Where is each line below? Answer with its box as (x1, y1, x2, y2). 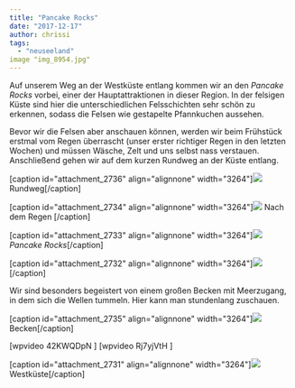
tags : (9, 38, 30, 48)
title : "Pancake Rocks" (9, 13, 99, 23)
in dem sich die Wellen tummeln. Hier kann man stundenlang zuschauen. (9, 295, 280, 305)
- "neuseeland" (17, 47, 75, 56)
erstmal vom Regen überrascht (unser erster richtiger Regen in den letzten (9, 136, 287, 146)
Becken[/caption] (9, 323, 74, 334)
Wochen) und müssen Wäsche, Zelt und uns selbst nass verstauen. (9, 145, 260, 156)
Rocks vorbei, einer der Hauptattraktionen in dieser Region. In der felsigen (9, 89, 285, 100)
